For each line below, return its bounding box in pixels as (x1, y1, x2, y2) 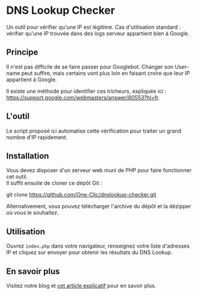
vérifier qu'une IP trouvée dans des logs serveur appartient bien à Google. (6, 29, 190, 37)
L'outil (6, 112, 30, 122)
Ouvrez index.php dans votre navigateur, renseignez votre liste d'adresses (6, 242, 190, 249)
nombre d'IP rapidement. (6, 133, 68, 141)
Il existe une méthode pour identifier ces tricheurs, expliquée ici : (6, 88, 167, 95)
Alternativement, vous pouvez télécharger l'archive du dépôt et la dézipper (6, 203, 191, 210)
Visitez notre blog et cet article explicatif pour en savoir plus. (6, 282, 157, 289)
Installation (6, 150, 49, 161)
